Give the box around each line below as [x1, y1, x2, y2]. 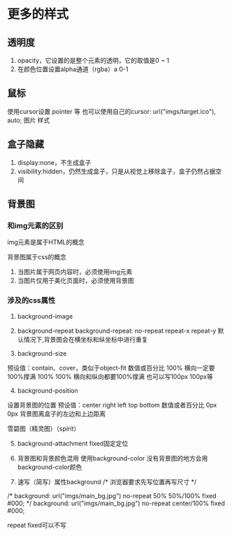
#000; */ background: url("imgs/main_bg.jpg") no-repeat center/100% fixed [7, 499, 226, 507]
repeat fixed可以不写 [7, 521, 67, 529]
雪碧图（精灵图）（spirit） [7, 424, 80, 433]
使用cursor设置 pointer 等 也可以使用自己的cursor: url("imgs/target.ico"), [7, 107, 217, 115]
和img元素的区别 [7, 221, 64, 231]
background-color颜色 [17, 463, 82, 471]
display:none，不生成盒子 [17, 158, 92, 166]
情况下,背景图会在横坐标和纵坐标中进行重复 [23, 335, 148, 343]
